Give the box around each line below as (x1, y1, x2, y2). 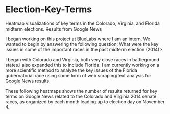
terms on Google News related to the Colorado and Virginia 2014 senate (5, 93, 157, 99)
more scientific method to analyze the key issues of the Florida (5, 67, 138, 73)
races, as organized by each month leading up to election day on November (5, 98, 165, 105)
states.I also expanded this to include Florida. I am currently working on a (5, 62, 160, 68)
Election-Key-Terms (5, 4, 92, 15)
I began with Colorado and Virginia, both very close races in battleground (5, 56, 160, 62)
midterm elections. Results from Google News (5, 25, 102, 32)
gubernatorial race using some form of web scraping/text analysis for (5, 72, 152, 78)
